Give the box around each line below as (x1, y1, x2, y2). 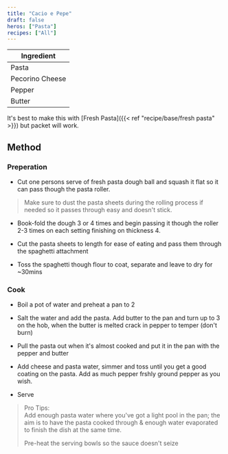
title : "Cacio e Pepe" (7, 10, 72, 17)
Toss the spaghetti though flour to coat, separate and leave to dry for (16, 260, 213, 269)
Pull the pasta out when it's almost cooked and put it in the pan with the (16, 342, 220, 350)
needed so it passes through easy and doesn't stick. (23, 205, 173, 214)
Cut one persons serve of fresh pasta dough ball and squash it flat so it (16, 177, 218, 186)
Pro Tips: (23, 404, 50, 412)
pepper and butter (16, 349, 69, 358)
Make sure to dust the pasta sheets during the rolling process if (23, 198, 204, 207)
